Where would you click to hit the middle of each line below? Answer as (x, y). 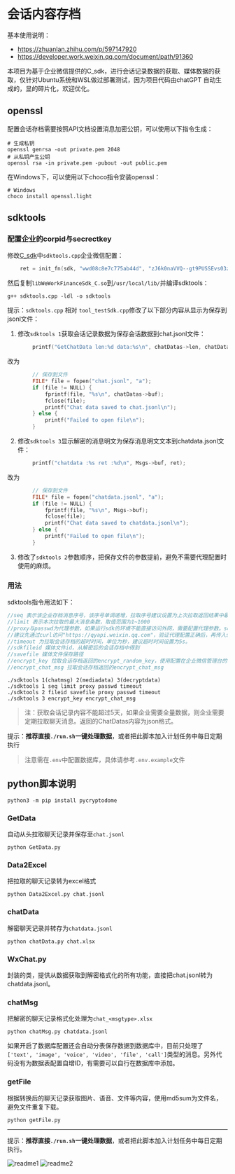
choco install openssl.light (50, 196)
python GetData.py (34, 848)
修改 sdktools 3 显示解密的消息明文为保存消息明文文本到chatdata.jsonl (117, 441)
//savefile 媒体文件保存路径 (45, 655)
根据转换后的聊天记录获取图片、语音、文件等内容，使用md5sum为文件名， (115, 1098)
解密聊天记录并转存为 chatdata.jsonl (60, 928)
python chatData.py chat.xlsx (51, 941)
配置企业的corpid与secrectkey (59, 239)
